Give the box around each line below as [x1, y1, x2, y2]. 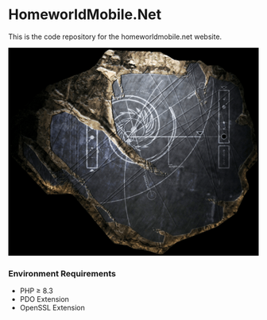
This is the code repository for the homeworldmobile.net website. [8, 32, 222, 41]
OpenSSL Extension [19, 303, 85, 313]
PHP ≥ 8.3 [19, 286, 53, 295]
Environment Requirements [8, 268, 117, 280]
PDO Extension [19, 295, 70, 304]
